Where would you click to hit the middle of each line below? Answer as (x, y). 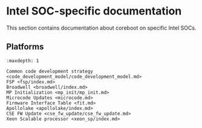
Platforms (25, 47)
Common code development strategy (50, 71)
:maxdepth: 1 (23, 61)
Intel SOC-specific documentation (94, 11)
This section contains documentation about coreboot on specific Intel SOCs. (101, 28)
